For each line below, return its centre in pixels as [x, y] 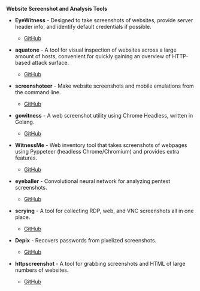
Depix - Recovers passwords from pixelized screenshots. [86, 240]
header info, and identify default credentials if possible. [83, 27]
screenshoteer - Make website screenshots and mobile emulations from [104, 86]
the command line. [38, 92]
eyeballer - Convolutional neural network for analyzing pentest [93, 181]
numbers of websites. [42, 270]
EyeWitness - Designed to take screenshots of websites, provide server [104, 20]
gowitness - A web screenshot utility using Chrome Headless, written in [104, 115]
